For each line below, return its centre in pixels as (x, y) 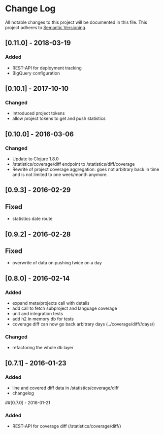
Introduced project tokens (38, 113)
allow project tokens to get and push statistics (59, 118)
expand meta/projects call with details (51, 303)
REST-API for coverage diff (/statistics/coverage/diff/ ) (67, 426)
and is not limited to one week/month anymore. (60, 175)
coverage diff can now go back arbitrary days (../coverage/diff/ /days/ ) (83, 324)
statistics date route (32, 219)
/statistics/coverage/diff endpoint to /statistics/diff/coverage (73, 164)
